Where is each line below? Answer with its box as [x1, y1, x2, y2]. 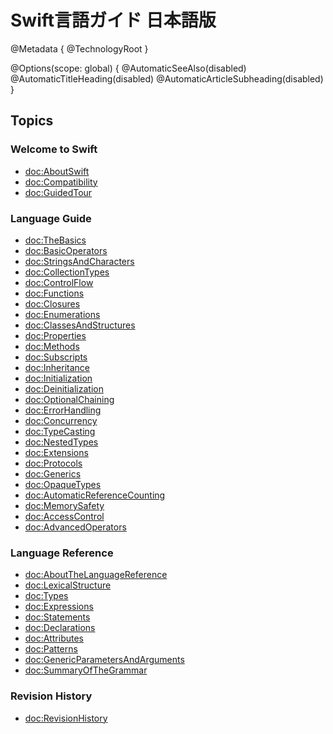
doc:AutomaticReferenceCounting [24, 489, 166, 501]
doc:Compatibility [24, 176, 98, 188]
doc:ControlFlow [24, 276, 94, 288]
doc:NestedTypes [24, 436, 99, 448]
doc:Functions [24, 287, 85, 299]
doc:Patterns [24, 643, 78, 655]
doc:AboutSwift [24, 165, 90, 177]
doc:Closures [24, 297, 81, 310]
